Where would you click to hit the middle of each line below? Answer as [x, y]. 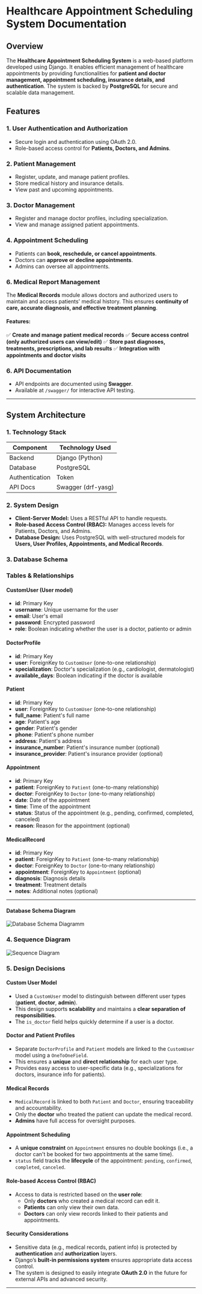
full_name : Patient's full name [52, 715]
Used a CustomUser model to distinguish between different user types [100, 996]
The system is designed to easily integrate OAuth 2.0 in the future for [101, 1272]
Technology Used [85, 448]
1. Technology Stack [36, 432]
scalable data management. [41, 92]
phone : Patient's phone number [54, 734]
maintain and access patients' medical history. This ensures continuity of [97, 301]
